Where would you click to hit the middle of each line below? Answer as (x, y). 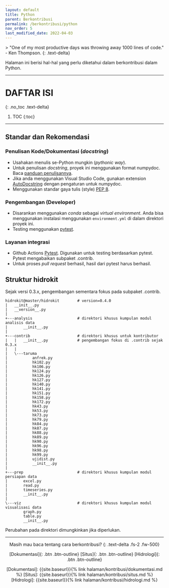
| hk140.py (28, 384)
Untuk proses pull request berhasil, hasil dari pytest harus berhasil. (82, 264)
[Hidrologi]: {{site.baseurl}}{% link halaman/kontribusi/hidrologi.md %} (84, 580)
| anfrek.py (29, 358)
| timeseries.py (29, 490)
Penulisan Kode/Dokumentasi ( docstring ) (57, 151)
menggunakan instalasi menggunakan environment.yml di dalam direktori (88, 218)
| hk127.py (28, 380)
